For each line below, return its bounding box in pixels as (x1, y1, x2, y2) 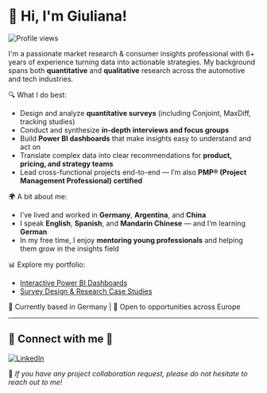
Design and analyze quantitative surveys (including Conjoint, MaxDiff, (19, 108, 252, 118)
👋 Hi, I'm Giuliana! (8, 7, 127, 25)
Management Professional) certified (19, 175, 143, 185)
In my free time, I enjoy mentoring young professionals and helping (19, 235, 244, 245)
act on (19, 142, 41, 152)
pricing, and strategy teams (19, 159, 114, 168)
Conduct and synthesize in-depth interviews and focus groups (19, 125, 230, 134)
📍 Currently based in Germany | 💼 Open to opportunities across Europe (8, 302, 241, 311)
